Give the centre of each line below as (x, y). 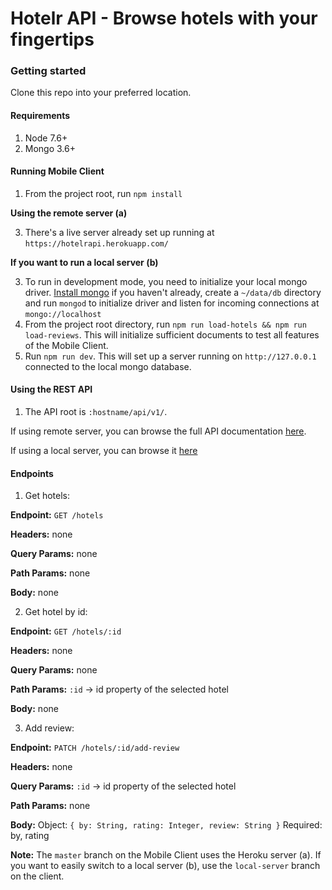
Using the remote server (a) (69, 213)
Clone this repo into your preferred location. (101, 93)
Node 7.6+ (46, 138)
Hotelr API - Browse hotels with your (164, 18)
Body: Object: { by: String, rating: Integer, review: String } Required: (166, 825)
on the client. (37, 876)
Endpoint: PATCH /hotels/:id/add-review (95, 748)
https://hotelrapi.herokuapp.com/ (96, 243)
